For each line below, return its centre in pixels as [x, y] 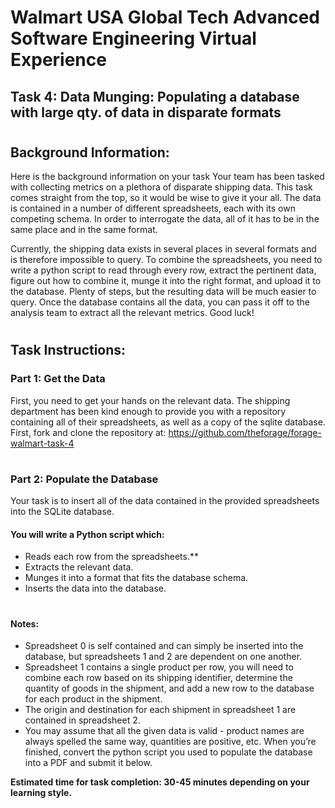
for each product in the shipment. [93, 699]
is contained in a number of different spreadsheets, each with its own [153, 208]
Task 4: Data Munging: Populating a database [155, 96]
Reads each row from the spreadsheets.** [112, 557]
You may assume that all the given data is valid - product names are [164, 731]
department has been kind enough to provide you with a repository [148, 411]
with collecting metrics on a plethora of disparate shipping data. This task [161, 187]
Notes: [25, 623]
